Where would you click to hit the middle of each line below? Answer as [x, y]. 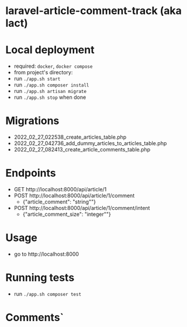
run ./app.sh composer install [51, 85]
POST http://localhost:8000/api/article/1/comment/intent [82, 208]
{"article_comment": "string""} [59, 202]
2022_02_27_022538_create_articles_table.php [70, 137]
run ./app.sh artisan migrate [50, 91]
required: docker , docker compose [53, 66]
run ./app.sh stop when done [50, 97]
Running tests [40, 278]
